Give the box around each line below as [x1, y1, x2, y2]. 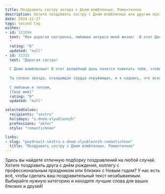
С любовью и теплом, [9, 84, 52, 90]
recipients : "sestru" [9, 112, 54, 117]
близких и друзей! [5, 183, 43, 189]
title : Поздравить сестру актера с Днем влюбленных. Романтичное [5, 7, 141, 12]
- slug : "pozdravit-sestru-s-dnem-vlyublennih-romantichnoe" [5, 139, 133, 144]
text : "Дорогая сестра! [9, 57, 58, 62]
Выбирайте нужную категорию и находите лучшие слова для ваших [5, 178, 148, 184]
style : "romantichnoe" [9, 126, 56, 131]
